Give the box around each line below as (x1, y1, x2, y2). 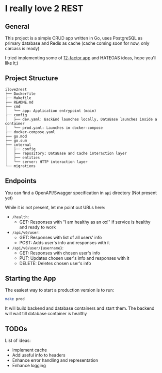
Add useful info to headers (12, 352, 65, 358)
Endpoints (5, 177, 37, 185)
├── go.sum (5, 138, 27, 143)
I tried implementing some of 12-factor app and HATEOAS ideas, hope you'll (5, 55, 157, 61)
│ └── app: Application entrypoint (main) (5, 108, 97, 113)
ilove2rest (5, 87, 27, 92)
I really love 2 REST (5, 3, 83, 14)
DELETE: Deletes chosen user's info (19, 260, 91, 266)
